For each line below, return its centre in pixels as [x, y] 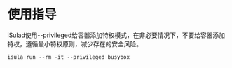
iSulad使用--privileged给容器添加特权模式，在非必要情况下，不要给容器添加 [116, 35]
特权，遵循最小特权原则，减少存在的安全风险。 [75, 43]
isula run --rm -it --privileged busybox [69, 57]
